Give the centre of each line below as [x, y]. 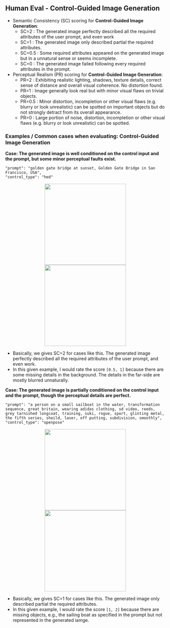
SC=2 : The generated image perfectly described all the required [88, 31]
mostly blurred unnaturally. [41, 380]
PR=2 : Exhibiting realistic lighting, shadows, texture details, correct [91, 80]
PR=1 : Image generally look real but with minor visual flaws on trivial [92, 90]
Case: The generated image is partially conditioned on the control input [82, 390]
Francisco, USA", [24, 173]
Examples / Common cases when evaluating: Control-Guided [82, 136]
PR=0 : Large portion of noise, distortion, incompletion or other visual [92, 117]
